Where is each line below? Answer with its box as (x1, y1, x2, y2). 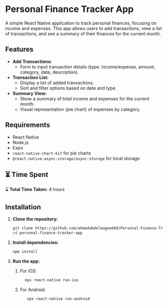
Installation (5, 202, 41, 211)
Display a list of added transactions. (20, 79, 94, 85)
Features (5, 45, 34, 53)
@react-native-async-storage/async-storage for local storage (12, 155, 140, 161)
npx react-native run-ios (24, 277, 79, 282)
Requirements (5, 121, 50, 129)
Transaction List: (12, 74, 49, 80)
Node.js (12, 139, 29, 145)
